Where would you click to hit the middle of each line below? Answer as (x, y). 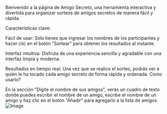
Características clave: (28, 28)
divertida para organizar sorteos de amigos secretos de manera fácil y (79, 13)
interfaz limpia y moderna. (33, 59)
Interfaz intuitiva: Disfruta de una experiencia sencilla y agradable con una (83, 53)
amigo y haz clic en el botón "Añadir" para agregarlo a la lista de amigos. (82, 100)
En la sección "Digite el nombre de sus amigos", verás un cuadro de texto (82, 89)
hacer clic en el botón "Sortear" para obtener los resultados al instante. (80, 43)
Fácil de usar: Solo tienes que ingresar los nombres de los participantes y (82, 38)
